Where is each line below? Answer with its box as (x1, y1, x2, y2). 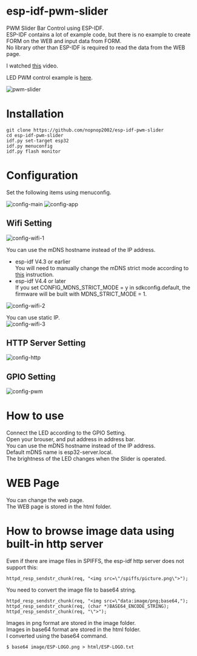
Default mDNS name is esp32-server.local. (6, 448, 113, 456)
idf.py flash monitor (6, 148, 61, 155)
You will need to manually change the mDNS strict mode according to (15, 264, 189, 271)
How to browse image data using (6, 525, 175, 538)
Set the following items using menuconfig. (6, 189, 112, 196)
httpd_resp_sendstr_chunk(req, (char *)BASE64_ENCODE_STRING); (6, 604, 170, 610)
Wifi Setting (6, 218, 53, 229)
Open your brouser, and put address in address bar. (6, 436, 135, 443)
